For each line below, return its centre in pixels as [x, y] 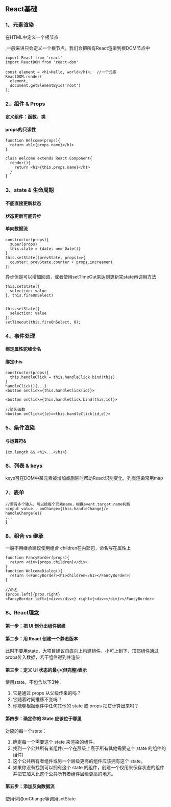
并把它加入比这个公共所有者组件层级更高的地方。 [64, 774]
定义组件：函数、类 [26, 117]
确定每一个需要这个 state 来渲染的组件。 [55, 742]
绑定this [14, 361]
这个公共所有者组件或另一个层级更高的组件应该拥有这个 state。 [79, 761]
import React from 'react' [34, 58]
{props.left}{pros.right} [33, 594]
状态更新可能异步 [23, 216]
